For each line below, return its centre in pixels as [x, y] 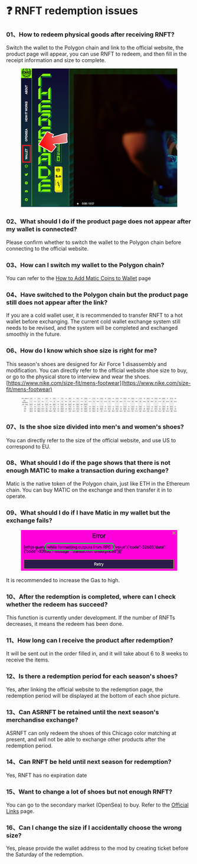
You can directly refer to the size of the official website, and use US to [91, 440]
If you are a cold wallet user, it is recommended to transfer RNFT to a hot [94, 315]
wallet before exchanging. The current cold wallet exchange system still [93, 322]
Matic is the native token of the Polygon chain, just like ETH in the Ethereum [98, 483]
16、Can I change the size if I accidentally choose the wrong [94, 828]
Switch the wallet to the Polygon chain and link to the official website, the [95, 48]
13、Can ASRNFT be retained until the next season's [83, 712]
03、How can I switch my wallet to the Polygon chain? [85, 265]
